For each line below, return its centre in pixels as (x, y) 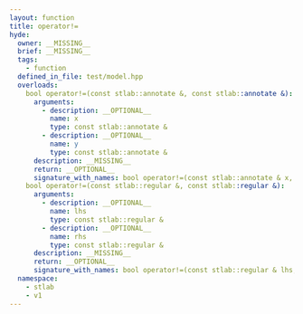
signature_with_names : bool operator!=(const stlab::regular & (155, 271)
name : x (64, 119)
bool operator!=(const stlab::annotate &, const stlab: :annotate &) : (160, 93)
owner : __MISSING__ (54, 43)
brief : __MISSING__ (54, 52)
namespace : (38, 279)
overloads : (38, 85)
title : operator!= (44, 26)
